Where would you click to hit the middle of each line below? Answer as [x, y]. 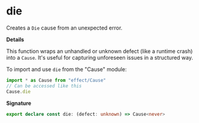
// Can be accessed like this [44, 86]
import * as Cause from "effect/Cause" [56, 80]
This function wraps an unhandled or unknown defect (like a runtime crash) [99, 51]
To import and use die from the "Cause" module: [67, 69]
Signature [19, 103]
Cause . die [19, 92]
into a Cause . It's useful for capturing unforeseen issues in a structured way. [100, 57]
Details [15, 39]
